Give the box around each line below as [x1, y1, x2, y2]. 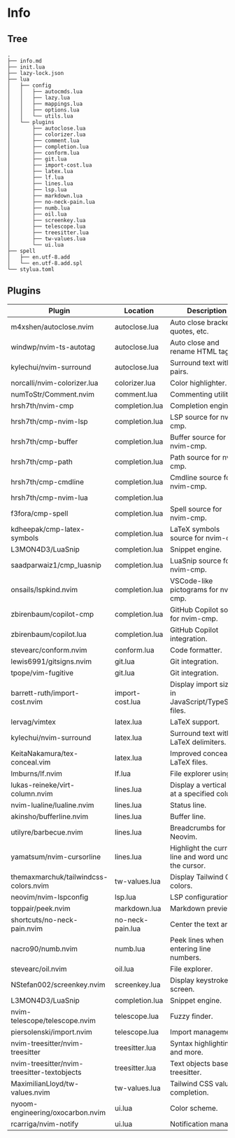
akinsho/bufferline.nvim [10, 811, 89, 821]
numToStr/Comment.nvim [10, 389, 94, 399]
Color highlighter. [170, 378, 227, 388]
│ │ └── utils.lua [7, 113, 73, 120]
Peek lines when [170, 935, 224, 945]
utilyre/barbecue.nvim [10, 827, 84, 837]
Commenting [170, 389, 213, 399]
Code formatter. [170, 645, 222, 654]
